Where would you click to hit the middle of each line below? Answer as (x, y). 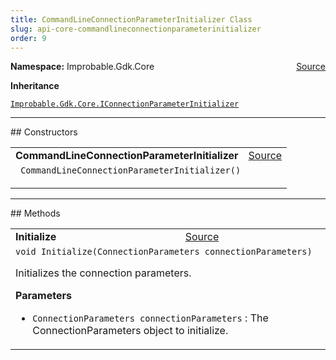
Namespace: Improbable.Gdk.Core (82, 67)
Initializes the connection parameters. (103, 273)
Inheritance (35, 86)
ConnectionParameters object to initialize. (130, 331)
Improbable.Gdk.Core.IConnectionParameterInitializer (125, 104)
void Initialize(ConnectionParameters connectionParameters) (164, 252)
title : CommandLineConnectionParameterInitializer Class (131, 19)
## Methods (35, 213)
